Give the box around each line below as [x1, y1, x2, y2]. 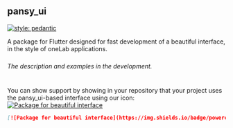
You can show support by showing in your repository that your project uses [7, 86, 223, 94]
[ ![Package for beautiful [7, 114, 82, 121]
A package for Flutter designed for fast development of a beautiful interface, [7, 37, 225, 46]
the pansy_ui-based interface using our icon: [7, 93, 135, 102]
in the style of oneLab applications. [7, 44, 107, 53]
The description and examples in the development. [7, 62, 153, 70]
